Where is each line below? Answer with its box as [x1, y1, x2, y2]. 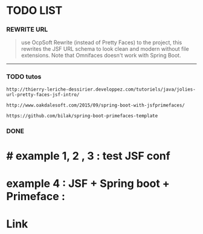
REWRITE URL [6, 25, 48, 34]
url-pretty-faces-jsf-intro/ [6, 91, 80, 97]
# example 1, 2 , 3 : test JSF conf [6, 149, 170, 163]
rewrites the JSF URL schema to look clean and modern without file [21, 45, 189, 53]
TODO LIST [6, 4, 63, 18]
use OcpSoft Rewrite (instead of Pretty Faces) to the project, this [21, 39, 182, 46]
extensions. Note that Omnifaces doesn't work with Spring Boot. [21, 52, 181, 59]
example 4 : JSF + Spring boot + [6, 177, 170, 190]
